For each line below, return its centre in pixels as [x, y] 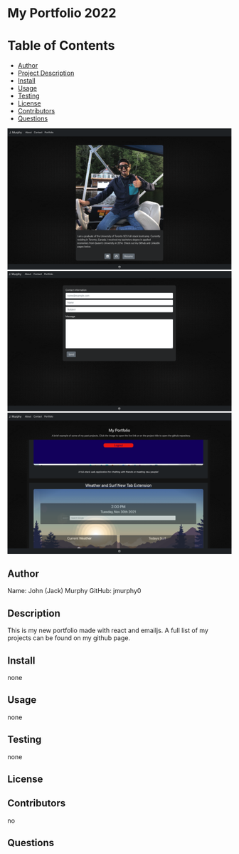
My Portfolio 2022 [62, 13]
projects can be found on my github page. [69, 638]
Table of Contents [61, 46]
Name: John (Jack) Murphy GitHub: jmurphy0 [74, 591]
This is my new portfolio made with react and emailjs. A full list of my [108, 631]
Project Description [46, 73]
